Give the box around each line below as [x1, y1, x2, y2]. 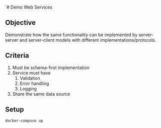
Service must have [12, 69, 51, 76]
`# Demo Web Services [5, 4, 53, 10]
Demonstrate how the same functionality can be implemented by [5, 32, 138, 38]
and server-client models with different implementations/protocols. [19, 37, 157, 43]
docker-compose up [5, 119, 43, 124]
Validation [19, 75, 41, 81]
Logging [19, 85, 37, 91]
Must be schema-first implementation [12, 64, 90, 70]
